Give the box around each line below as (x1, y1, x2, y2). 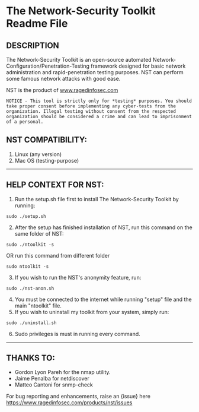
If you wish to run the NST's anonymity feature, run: (14, 274, 142, 281)
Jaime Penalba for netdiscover (14, 375, 90, 382)
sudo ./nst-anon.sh (6, 285, 54, 291)
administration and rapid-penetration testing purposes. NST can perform (6, 69, 184, 75)
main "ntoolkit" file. (14, 302, 62, 309)
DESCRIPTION (6, 40, 59, 50)
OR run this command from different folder (6, 252, 110, 259)
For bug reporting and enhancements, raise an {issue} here (6, 393, 151, 400)
